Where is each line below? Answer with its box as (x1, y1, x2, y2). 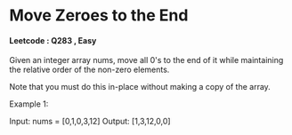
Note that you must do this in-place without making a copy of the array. (9, 82, 272, 92)
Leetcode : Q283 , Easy (9, 35, 97, 45)
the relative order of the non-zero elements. (9, 64, 170, 75)
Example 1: (9, 99, 49, 109)
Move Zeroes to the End (9, 5, 189, 26)
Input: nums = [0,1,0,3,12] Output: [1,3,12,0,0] (9, 116, 171, 127)
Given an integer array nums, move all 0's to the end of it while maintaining (9, 55, 284, 66)
